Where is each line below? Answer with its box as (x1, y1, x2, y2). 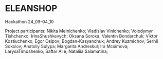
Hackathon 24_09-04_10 (5, 19, 54, 24)
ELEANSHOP (5, 3, 57, 14)
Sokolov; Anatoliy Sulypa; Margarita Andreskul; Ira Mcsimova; (5, 43, 129, 49)
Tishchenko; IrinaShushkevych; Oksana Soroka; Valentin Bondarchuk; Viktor (5, 33, 158, 39)
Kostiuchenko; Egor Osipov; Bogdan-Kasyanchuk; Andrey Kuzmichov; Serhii (5, 38, 158, 44)
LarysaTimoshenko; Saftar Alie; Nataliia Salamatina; (5, 48, 109, 54)
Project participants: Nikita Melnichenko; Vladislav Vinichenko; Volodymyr (5, 28, 153, 34)
